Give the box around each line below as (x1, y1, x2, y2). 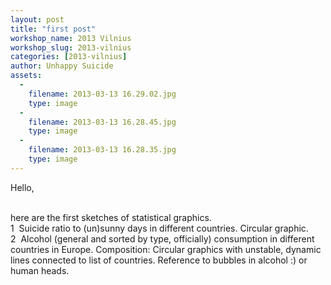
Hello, (10, 181, 35, 193)
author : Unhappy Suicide (10, 61, 114, 71)
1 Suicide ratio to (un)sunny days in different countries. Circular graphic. (10, 222, 309, 234)
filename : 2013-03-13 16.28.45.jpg (28, 117, 177, 127)
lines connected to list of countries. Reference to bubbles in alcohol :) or (10, 254, 308, 266)
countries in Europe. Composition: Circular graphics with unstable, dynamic (10, 243, 322, 255)
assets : (10, 71, 43, 81)
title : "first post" (10, 24, 97, 34)
